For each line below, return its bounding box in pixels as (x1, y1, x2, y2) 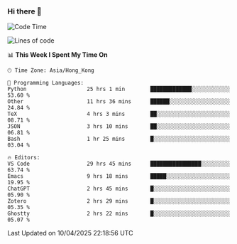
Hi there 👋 (7, 6, 43, 16)
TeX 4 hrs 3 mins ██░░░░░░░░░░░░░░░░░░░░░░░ (7, 110, 231, 118)
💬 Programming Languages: (7, 80, 84, 87)
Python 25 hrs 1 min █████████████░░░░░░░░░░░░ (7, 85, 231, 93)
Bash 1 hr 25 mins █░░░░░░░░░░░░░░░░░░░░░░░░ (7, 135, 231, 143)
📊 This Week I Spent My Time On (7, 51, 108, 59)
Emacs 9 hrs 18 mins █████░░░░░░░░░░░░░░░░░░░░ (7, 173, 231, 180)
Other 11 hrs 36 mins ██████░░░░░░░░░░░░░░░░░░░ (7, 98, 231, 105)
